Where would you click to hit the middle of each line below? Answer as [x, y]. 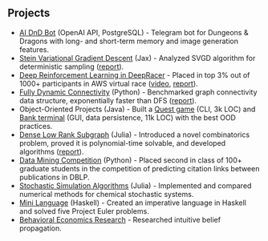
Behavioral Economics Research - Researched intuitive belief [120, 219]
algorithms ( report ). [51, 151]
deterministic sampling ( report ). [71, 66]
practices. [36, 126]
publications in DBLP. [54, 177]
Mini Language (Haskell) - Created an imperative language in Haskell [132, 203]
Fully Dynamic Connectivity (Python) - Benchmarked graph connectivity [138, 92]
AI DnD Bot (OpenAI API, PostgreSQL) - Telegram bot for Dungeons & [134, 32]
